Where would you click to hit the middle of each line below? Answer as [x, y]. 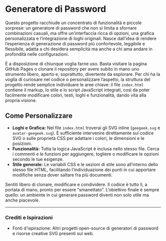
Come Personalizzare [39, 116]
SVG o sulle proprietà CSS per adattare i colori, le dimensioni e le [78, 138]
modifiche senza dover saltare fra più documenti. [62, 175]
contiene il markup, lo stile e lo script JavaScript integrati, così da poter [78, 90]
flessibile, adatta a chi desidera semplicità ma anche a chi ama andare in [79, 49]
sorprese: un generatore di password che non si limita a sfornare [71, 28]
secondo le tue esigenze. [38, 159]
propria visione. [21, 100]
